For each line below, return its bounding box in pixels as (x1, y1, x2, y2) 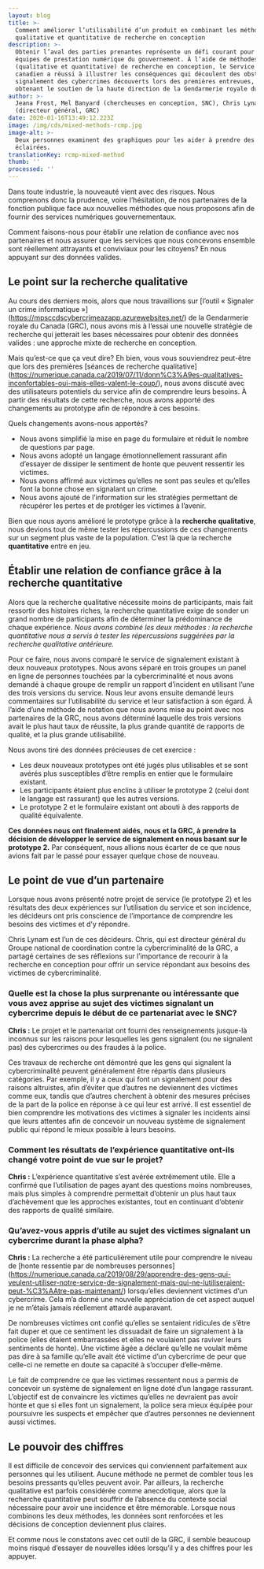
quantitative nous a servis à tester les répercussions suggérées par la (8, 631, 235, 640)
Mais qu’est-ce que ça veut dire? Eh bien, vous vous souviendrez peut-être (8, 353, 251, 362)
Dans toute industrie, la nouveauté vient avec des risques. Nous (8, 187, 215, 196)
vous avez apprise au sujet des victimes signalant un (8, 998, 214, 1009)
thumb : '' (8, 158, 41, 166)
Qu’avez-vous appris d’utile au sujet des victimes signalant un (8, 1225, 251, 1236)
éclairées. (15, 143, 51, 151)
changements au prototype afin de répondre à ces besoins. (8, 403, 200, 413)
